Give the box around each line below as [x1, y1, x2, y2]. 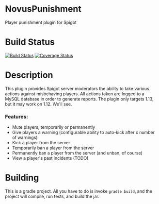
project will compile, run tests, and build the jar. [5, 193, 99, 200]
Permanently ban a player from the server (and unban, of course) [12, 150, 143, 156]
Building [5, 172, 39, 183]
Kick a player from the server [12, 140, 70, 146]
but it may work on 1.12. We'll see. [5, 101, 72, 107]
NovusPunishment [5, 3, 81, 15]
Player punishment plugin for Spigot [5, 19, 77, 25]
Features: [5, 113, 28, 120]
